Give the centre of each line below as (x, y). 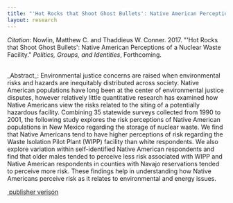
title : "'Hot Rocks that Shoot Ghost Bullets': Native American (102, 14)
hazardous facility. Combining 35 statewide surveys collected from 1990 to (114, 112)
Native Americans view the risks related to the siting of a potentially (103, 105)
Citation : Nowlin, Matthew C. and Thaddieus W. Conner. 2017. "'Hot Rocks (113, 39)
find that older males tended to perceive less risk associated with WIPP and (115, 156)
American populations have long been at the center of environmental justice (115, 90)
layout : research (32, 20)
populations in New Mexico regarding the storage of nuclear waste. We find (115, 127)
